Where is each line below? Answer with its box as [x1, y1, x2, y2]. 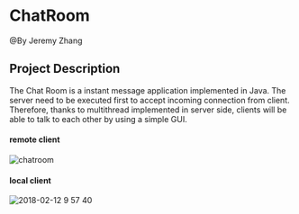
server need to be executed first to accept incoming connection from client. [9, 94, 290, 105]
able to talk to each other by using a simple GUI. [9, 113, 187, 124]
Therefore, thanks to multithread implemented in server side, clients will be [9, 104, 287, 115]
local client [9, 174, 51, 185]
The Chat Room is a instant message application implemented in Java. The [9, 85, 286, 95]
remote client [9, 134, 60, 145]
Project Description [9, 61, 121, 76]
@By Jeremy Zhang [9, 35, 83, 46]
